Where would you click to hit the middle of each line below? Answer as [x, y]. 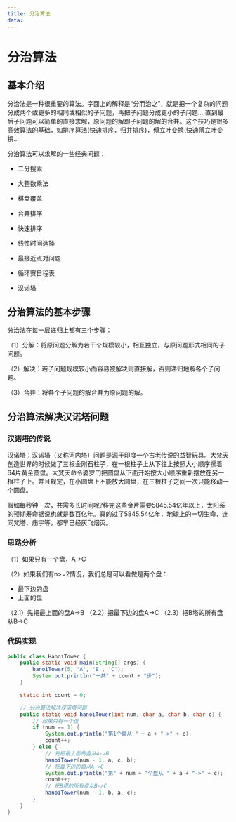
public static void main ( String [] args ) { [83, 663]
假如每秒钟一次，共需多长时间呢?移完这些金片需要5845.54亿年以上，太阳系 [117, 505]
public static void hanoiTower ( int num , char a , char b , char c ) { [121, 714]
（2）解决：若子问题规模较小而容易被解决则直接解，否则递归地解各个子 [111, 369]
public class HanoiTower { [47, 656]
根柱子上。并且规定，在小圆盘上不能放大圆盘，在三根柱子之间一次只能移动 [115, 481]
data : [15, 20]
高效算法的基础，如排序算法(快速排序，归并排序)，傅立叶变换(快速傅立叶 [112, 130]
